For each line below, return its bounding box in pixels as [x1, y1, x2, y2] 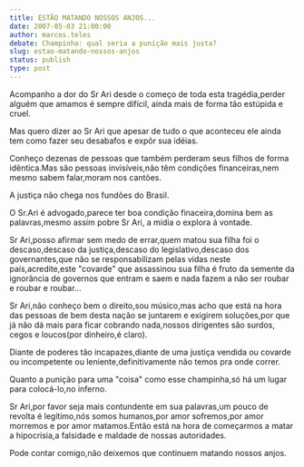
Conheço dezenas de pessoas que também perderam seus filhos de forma [9, 152, 289, 163]
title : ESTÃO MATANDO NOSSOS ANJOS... [9, 13, 156, 23]
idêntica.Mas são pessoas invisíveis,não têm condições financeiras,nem [9, 162, 279, 173]
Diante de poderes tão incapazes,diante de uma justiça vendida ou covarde [9, 346, 292, 357]
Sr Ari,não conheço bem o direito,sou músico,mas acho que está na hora [9, 300, 282, 311]
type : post [9, 64, 51, 73]
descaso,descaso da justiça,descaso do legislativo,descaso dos [9, 244, 250, 255]
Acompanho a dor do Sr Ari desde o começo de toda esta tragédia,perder [9, 88, 286, 100]
